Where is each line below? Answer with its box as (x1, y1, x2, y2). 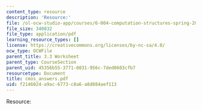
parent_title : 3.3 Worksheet (6, 53, 79, 60)
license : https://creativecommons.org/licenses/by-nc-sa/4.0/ (6, 43, 165, 49)
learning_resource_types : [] (6, 37, 79, 43)
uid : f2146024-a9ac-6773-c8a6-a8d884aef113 (6, 82, 117, 88)
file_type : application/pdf (6, 31, 77, 37)
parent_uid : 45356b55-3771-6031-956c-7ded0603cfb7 (6, 64, 136, 71)
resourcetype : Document (6, 70, 66, 76)
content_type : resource (6, 8, 66, 15)
